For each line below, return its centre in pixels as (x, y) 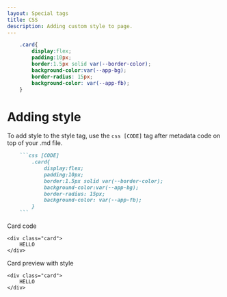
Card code (22, 226)
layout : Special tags (38, 13)
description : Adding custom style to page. (70, 26)
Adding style (44, 117)
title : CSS (23, 20)
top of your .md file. (35, 143)
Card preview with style (40, 263)
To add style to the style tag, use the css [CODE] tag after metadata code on (114, 136)
